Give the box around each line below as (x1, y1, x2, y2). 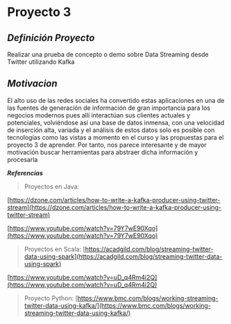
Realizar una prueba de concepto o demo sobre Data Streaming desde (7, 50, 209, 58)
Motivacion (7, 78, 58, 90)
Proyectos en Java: (24, 182, 80, 191)
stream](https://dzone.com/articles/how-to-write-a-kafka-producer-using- (7, 203, 222, 211)
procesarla (7, 155, 38, 163)
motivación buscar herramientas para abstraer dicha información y (7, 147, 198, 156)
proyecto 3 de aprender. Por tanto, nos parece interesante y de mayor (7, 140, 207, 149)
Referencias (7, 168, 44, 177)
